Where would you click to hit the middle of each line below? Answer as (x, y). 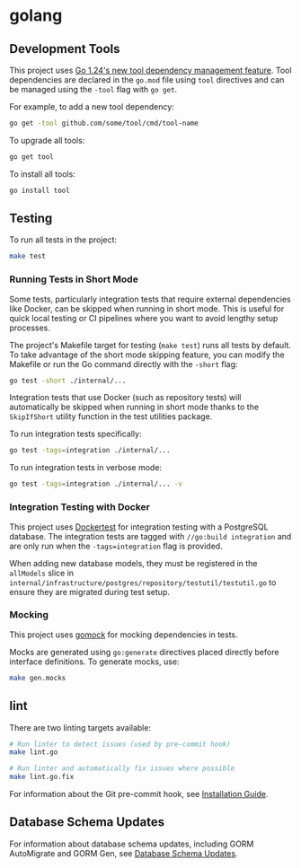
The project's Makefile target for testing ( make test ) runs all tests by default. (150, 345)
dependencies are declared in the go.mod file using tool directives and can (147, 80)
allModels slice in (42, 573)
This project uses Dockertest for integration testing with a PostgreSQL (139, 527)
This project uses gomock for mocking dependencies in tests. (124, 635)
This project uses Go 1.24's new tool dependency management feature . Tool (150, 70)
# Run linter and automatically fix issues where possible (122, 768)
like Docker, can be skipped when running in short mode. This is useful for (147, 308)
